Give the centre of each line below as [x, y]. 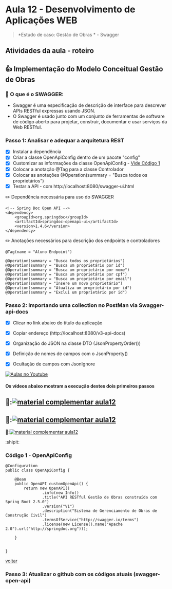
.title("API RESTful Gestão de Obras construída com [100, 498]
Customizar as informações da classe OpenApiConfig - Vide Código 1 [86, 163]
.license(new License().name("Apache [82, 524]
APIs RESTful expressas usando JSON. [54, 111]
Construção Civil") [26, 516]
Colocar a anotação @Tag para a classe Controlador [68, 169]
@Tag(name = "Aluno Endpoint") [39, 252]
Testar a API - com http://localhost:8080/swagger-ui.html [73, 186]
